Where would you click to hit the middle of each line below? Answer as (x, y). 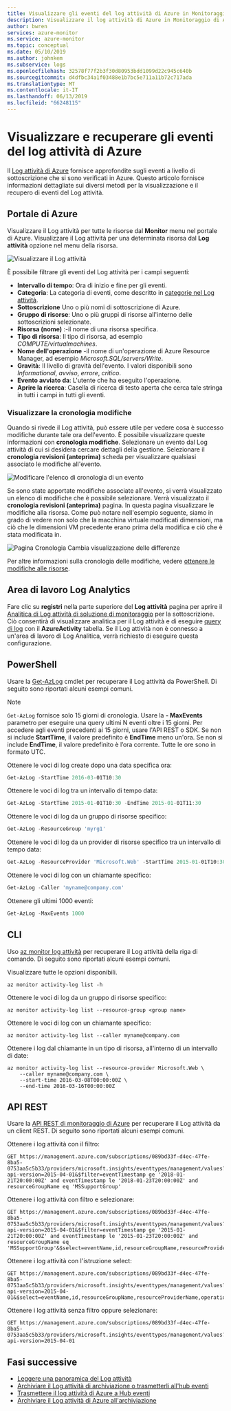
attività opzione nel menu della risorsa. (63, 245)
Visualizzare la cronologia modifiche (69, 412)
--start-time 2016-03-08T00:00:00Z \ (74, 1080)
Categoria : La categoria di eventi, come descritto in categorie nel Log (116, 292)
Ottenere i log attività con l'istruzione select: (69, 1261)
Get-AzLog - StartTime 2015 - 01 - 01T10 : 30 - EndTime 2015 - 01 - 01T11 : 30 (104, 803)
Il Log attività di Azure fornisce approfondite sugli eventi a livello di (101, 170)
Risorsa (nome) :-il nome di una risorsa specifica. (87, 329)
